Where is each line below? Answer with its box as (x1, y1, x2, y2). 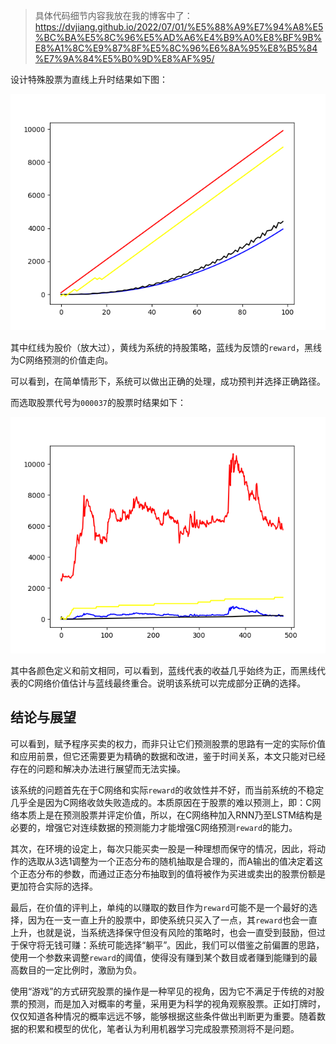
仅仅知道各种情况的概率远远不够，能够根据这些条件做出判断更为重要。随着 (10, 1010, 317, 1022)
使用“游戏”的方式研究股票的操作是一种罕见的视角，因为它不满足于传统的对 (10, 985, 317, 997)
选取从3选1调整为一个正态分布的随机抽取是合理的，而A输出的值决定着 (27, 855, 315, 867)
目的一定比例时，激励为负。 (27, 964, 142, 976)
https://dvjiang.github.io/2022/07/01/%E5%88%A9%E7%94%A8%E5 (34, 21, 324, 33)
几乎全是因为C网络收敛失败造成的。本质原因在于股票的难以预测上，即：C (10, 796, 313, 808)
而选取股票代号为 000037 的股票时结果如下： (10, 397, 187, 408)
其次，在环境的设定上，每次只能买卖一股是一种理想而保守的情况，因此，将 (10, 842, 317, 854)
